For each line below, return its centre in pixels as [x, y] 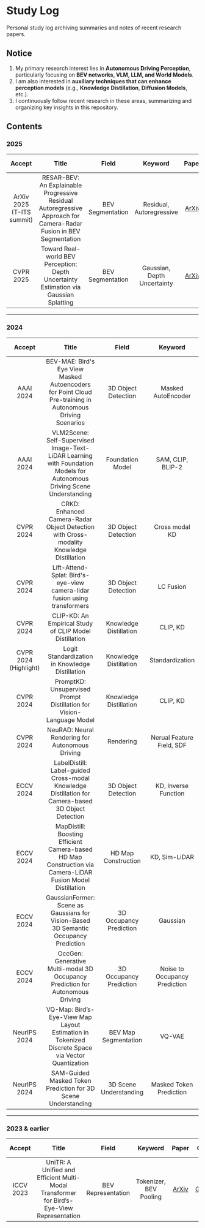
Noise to [172, 969]
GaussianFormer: [70, 897]
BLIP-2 [172, 467]
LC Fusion [172, 586]
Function [172, 793]
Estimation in [70, 1032]
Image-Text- [70, 448]
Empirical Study [70, 623]
